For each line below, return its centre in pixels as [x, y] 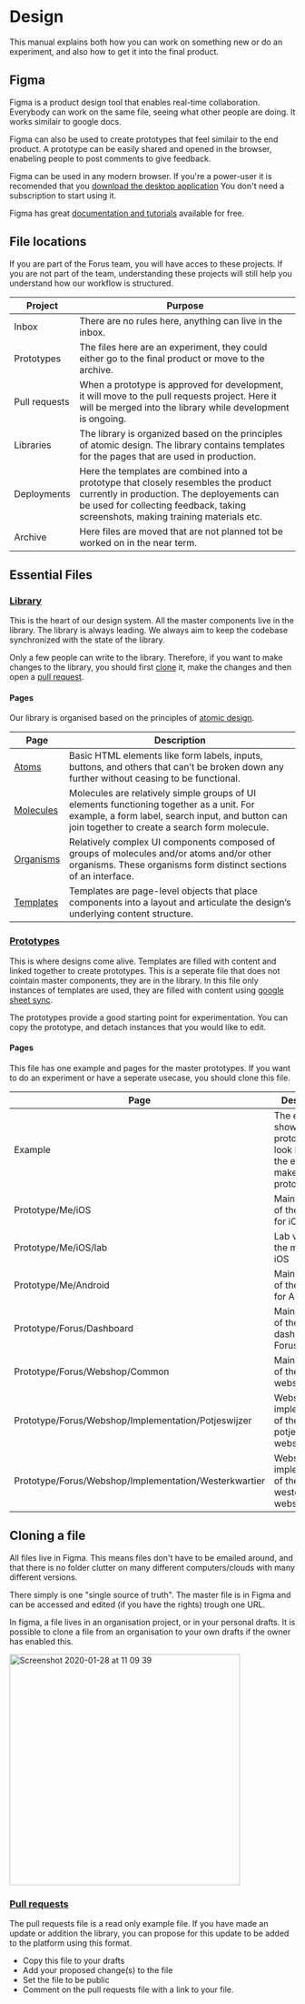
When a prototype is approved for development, [182, 384]
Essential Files [51, 575]
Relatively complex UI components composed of [172, 842]
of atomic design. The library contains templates [182, 445]
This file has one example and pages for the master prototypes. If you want [150, 1068]
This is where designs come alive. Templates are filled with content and [143, 961]
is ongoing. [103, 419]
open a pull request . [47, 677]
